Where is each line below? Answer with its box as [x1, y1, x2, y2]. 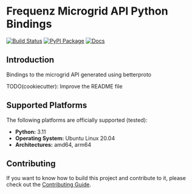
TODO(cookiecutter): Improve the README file [6, 82, 123, 90]
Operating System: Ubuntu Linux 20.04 [15, 135, 115, 142]
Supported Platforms [6, 100, 87, 110]
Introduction [6, 55, 55, 65]
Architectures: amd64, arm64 [15, 141, 92, 148]
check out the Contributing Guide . [6, 181, 92, 189]
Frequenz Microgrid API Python [6, 4, 168, 18]
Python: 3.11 [15, 128, 46, 135]
